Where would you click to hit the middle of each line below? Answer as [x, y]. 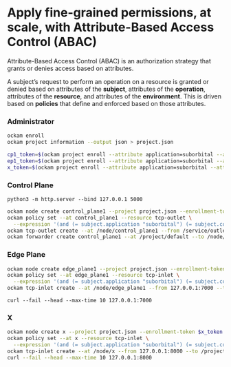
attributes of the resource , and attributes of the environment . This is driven [114, 96]
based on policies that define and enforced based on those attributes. [107, 103]
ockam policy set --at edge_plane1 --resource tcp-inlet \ [93, 275]
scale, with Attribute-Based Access [111, 27]
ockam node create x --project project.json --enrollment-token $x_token [115, 332]
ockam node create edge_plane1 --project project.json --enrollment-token [117, 269]
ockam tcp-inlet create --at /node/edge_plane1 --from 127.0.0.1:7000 [110, 288]
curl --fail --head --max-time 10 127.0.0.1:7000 [80, 301]
